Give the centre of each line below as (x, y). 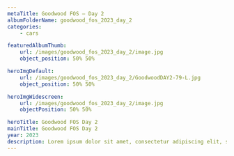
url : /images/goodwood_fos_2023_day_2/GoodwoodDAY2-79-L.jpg (110, 77)
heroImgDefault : (31, 71)
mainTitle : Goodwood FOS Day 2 (53, 129)
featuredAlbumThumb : (37, 46)
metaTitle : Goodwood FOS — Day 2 (56, 14)
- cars (29, 33)
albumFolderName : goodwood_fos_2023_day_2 (70, 20)
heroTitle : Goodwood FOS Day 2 (53, 123)
